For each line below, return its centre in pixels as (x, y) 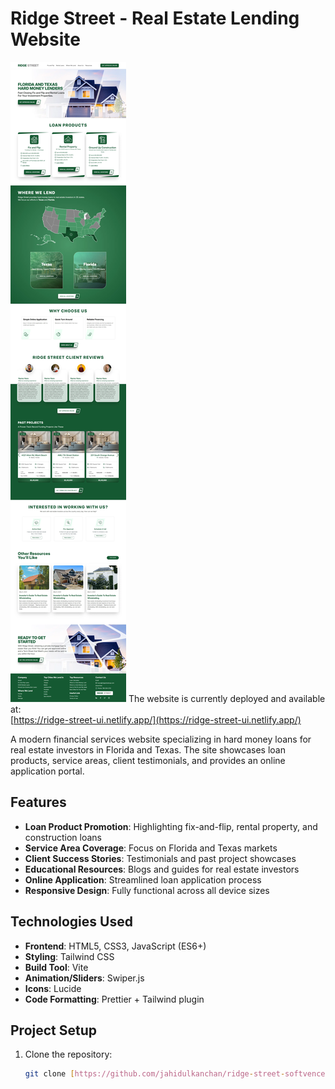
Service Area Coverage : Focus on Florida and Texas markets (151, 848)
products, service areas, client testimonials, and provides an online (148, 760)
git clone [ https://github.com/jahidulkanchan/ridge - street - (155, 1074)
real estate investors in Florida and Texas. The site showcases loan (148, 749)
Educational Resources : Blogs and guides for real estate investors (162, 869)
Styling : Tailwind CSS (69, 956)
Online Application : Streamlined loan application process (143, 879)
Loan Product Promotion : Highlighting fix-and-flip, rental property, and (171, 826)
